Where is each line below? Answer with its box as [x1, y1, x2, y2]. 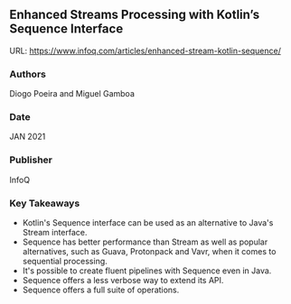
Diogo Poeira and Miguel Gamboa [9, 88, 136, 99]
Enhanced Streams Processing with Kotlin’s [9, 7, 260, 23]
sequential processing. [22, 256, 108, 266]
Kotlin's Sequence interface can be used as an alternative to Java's [22, 217, 274, 228]
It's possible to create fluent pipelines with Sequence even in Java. [22, 265, 272, 276]
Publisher [9, 153, 52, 166]
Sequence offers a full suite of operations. [22, 284, 180, 295]
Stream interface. [22, 227, 88, 237]
